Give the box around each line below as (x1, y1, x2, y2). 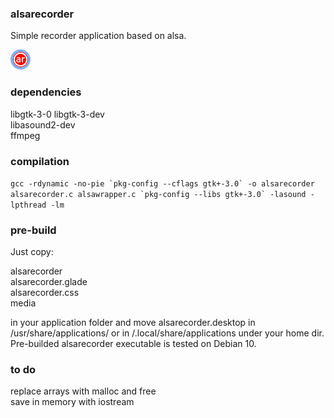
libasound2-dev (10, 118, 76, 131)
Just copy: (10, 246, 54, 258)
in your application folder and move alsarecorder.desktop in (10, 317, 256, 329)
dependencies (10, 85, 82, 99)
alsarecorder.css (10, 287, 80, 299)
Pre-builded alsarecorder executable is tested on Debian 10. (10, 338, 257, 350)
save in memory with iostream (10, 396, 135, 408)
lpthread (10, 200, 47, 210)
